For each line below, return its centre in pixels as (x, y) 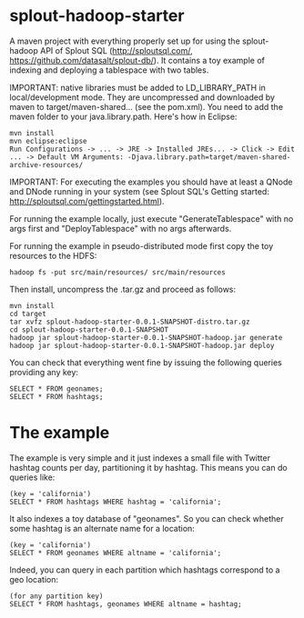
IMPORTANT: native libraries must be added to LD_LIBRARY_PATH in (138, 87)
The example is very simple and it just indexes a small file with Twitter (140, 458)
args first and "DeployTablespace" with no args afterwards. (121, 228)
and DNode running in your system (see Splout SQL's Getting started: (140, 191)
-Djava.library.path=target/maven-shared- (209, 157)
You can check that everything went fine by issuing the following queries (146, 362)
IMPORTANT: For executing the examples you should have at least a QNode (151, 182)
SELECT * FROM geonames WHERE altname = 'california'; (116, 553)
